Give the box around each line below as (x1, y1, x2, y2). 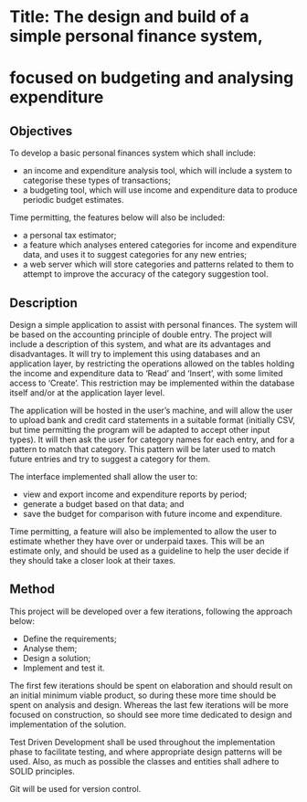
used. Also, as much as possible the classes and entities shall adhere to (9, 755, 280, 766)
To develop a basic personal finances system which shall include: (9, 148, 256, 159)
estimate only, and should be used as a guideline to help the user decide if (9, 545, 290, 556)
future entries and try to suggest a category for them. (9, 454, 211, 464)
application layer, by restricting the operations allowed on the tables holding (9, 358, 295, 369)
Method (9, 582, 56, 597)
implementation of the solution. (9, 719, 127, 730)
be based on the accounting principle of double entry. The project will (9, 329, 272, 340)
